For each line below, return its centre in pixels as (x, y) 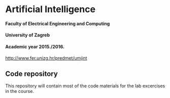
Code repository (32, 73)
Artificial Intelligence (50, 9)
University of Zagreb (28, 35)
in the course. (20, 91)
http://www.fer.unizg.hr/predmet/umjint (46, 58)
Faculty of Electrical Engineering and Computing (58, 23)
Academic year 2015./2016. (35, 46)
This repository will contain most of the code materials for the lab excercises (85, 86)
